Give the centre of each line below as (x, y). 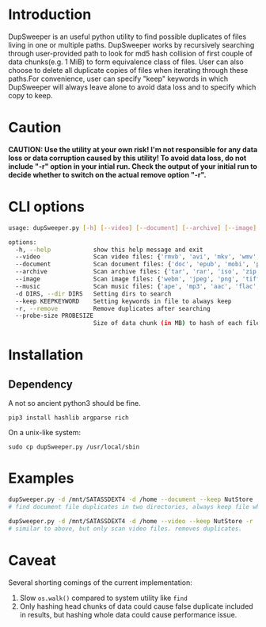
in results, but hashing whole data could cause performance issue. (128, 614)
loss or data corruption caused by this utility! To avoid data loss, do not (127, 158)
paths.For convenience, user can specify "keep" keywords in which (118, 78)
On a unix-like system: (45, 433)
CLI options (46, 207)
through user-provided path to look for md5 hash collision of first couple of (131, 53)
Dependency (40, 384)
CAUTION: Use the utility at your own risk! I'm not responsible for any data (133, 149)
